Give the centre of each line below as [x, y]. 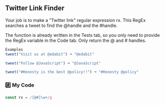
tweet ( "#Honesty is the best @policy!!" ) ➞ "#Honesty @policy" [72, 72]
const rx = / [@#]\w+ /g [29, 97]
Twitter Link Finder [35, 8]
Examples [14, 49]
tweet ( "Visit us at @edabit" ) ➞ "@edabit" [50, 54]
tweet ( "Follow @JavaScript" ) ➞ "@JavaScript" [53, 63]
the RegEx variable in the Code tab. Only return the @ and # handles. [76, 40]
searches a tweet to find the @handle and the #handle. [61, 25]
